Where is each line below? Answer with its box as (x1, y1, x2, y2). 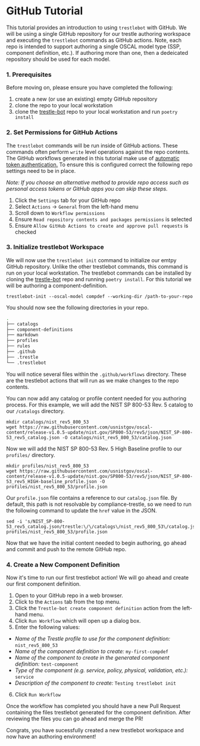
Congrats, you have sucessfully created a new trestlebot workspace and (6, 727, 184, 733)
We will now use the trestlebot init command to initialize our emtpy (6, 256, 177, 263)
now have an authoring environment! (6, 733, 96, 740)
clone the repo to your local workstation (14, 102, 113, 109)
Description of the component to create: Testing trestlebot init (14, 679, 177, 686)
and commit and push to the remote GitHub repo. (6, 545, 127, 552)
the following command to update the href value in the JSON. (6, 506, 157, 514)
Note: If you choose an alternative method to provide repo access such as (6, 179, 189, 186)
